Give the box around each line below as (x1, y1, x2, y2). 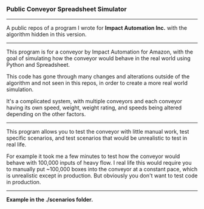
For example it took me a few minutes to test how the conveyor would (6, 152, 180, 160)
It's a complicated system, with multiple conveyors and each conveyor (6, 98, 183, 105)
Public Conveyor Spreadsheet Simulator (6, 5, 127, 13)
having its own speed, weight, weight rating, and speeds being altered (6, 104, 182, 111)
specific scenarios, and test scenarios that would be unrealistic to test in (6, 134, 188, 142)
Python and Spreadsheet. (6, 61, 70, 69)
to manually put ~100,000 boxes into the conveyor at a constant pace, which (6, 166, 198, 173)
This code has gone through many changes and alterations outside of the (6, 73, 190, 80)
